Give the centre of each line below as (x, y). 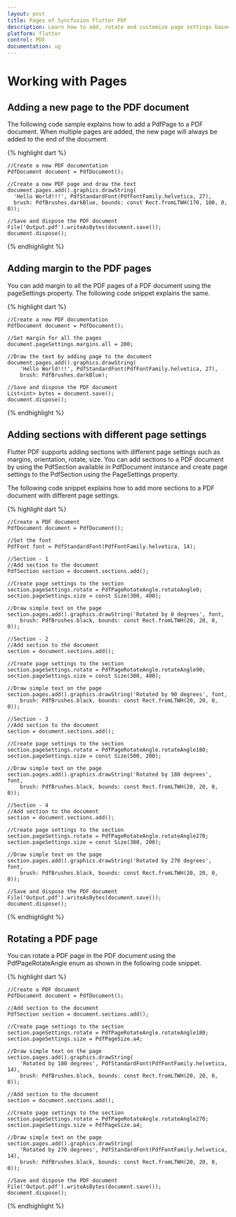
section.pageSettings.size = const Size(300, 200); (84, 842)
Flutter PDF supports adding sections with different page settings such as (114, 452)
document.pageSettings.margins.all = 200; (70, 344)
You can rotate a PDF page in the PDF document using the (92, 956)
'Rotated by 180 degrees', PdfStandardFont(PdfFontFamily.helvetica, (124, 1064)
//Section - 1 (28, 559)
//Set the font (29, 540)
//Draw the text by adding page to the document (80, 356)
